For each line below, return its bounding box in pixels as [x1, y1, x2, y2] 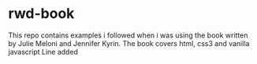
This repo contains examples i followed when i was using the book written [8, 30, 248, 40]
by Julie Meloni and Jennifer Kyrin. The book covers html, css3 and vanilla [8, 38, 250, 48]
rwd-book [8, 5, 75, 23]
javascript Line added [8, 47, 79, 56]
